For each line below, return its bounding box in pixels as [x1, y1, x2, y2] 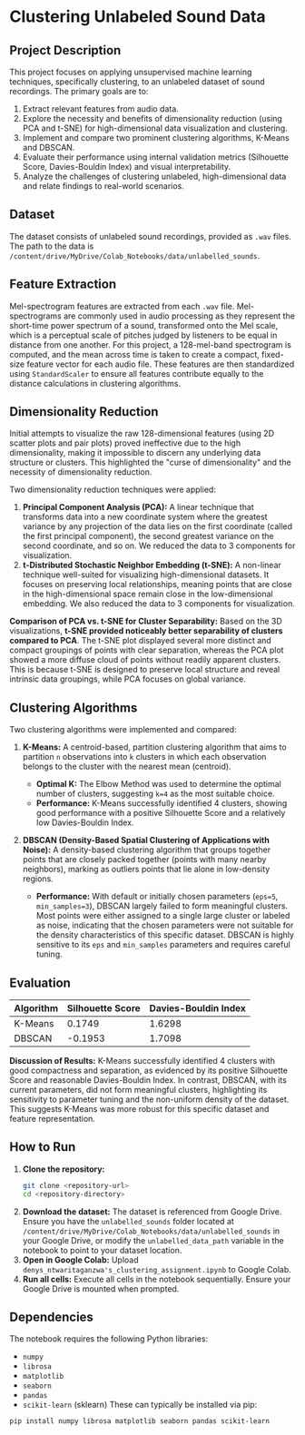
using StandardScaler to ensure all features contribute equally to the [9, 368, 264, 378]
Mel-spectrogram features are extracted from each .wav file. [9, 300, 235, 311]
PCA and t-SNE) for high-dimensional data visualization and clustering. [22, 123, 288, 133]
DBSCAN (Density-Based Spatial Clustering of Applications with [22, 835, 270, 846]
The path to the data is [9, 241, 94, 251]
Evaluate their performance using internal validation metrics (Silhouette [22, 152, 289, 162]
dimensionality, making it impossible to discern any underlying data [9, 447, 261, 458]
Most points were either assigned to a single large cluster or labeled [35, 910, 290, 921]
